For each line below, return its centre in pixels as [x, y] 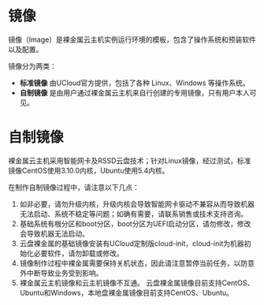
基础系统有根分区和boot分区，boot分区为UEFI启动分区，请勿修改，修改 [135, 223]
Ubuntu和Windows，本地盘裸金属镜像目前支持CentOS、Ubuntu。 [126, 292]
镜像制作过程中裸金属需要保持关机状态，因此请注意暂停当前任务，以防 [134, 263]
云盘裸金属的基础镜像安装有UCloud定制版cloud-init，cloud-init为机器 [132, 243]
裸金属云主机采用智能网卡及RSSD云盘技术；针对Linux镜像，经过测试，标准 [130, 160]
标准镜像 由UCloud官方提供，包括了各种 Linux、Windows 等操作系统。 [134, 83]
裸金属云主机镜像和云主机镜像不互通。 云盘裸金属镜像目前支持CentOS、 [137, 283]
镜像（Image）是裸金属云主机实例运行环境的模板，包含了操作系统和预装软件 [132, 39]
